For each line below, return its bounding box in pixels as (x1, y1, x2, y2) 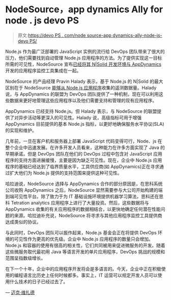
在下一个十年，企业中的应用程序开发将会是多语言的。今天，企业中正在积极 (5, 265, 161, 272)
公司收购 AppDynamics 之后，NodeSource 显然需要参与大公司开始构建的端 (5, 187, 163, 193)
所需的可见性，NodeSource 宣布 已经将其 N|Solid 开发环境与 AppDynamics (5, 61, 162, 67)
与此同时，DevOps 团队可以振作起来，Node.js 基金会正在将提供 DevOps (5, 229, 157, 235)
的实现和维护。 (5, 127, 37, 133)
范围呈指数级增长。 (5, 255, 46, 261)
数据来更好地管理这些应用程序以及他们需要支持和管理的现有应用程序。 (9, 97, 157, 103)
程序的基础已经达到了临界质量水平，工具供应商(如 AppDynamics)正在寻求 (5, 163, 160, 169)
